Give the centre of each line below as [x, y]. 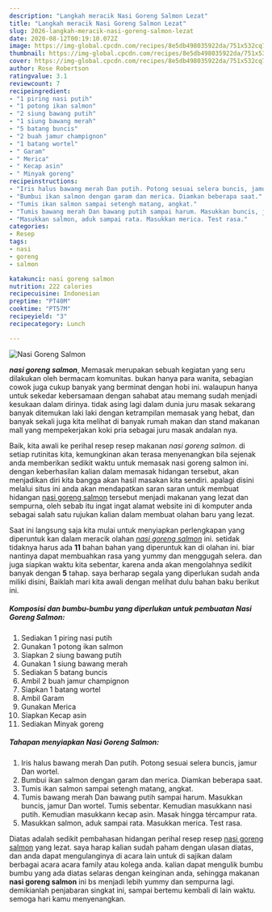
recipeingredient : [40, 91]
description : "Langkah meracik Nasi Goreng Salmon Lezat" [109, 16]
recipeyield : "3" [38, 316]
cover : [20, 62]
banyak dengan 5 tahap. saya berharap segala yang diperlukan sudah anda [135, 573]
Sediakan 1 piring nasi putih [66, 638]
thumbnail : [27, 53]
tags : [18, 242]
